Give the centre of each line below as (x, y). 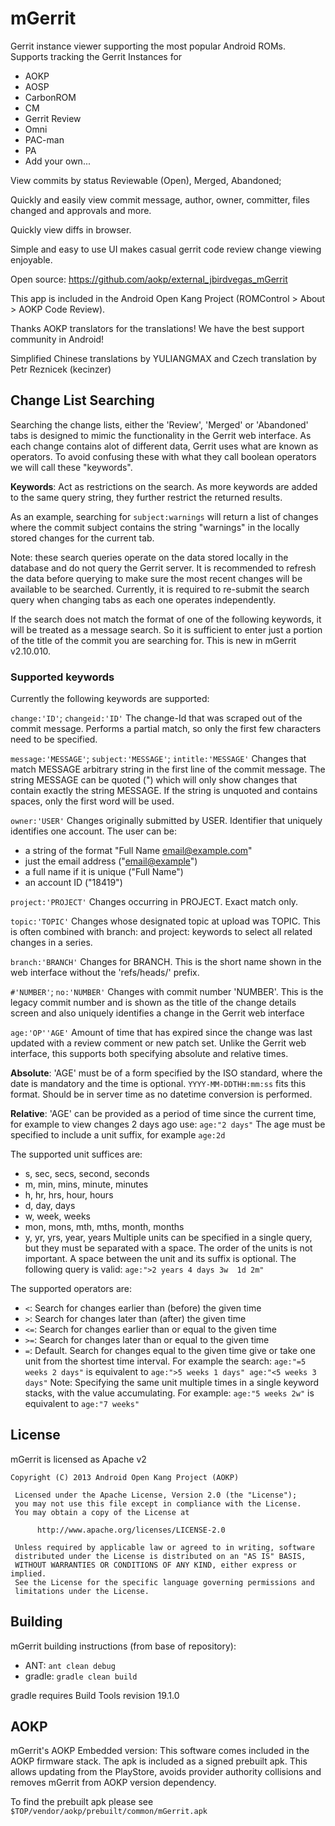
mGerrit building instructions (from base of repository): (123, 1646)
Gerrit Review (53, 118)
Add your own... (57, 161)
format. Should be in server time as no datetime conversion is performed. (161, 1094)
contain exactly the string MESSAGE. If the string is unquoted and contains (164, 791)
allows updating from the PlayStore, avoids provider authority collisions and (166, 1772)
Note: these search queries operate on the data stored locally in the (149, 557)
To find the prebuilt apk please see (82, 1802)
